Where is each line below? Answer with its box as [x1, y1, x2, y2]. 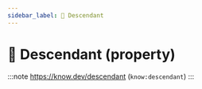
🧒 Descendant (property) [7, 45, 176, 63]
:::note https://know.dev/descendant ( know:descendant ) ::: [7, 72, 195, 81]
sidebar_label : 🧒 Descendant [7, 11, 104, 20]
